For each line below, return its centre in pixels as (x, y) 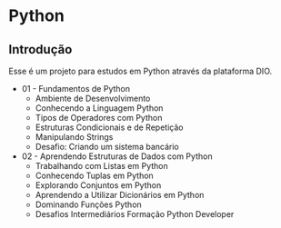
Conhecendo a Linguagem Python (99, 108)
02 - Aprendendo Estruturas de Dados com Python (117, 156)
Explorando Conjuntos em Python (98, 185)
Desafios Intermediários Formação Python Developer (135, 214)
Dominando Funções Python (88, 204)
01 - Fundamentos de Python (76, 89)
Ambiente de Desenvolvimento (93, 98)
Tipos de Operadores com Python (99, 118)
